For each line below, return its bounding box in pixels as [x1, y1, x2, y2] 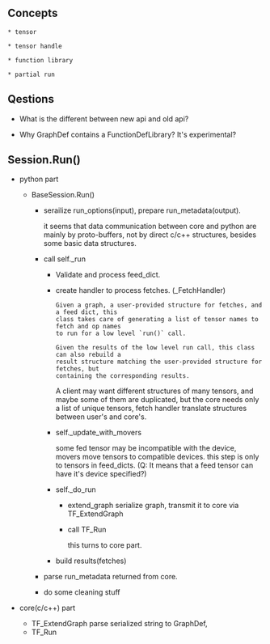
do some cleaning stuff [43, 587, 120, 597]
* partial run [7, 70, 56, 78]
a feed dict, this [55, 308, 118, 316]
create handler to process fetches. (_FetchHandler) [55, 286, 226, 295]
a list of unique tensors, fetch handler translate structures [55, 404, 247, 413]
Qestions [7, 92, 54, 106]
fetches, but [55, 365, 100, 373]
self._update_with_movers [55, 428, 142, 438]
